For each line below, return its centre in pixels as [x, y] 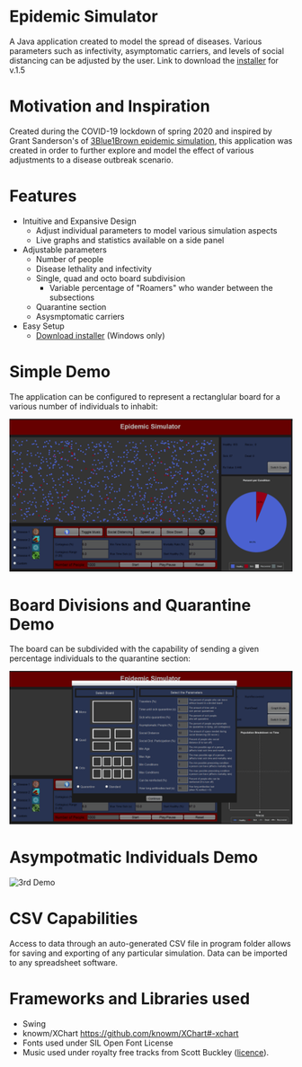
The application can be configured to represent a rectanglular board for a [145, 396]
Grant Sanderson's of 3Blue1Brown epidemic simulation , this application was [151, 140]
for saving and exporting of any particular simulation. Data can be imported [148, 953]
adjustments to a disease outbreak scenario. [91, 160]
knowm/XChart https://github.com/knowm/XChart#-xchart [130, 1033]
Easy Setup [43, 326]
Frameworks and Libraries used [129, 999]
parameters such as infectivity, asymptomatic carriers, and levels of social [147, 50]
